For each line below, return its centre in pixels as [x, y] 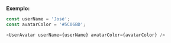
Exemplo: [18, 8]
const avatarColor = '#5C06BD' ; [46, 24]
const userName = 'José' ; [38, 19]
